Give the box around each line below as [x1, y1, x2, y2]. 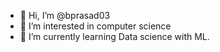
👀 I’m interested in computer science [19, 20, 172, 32]
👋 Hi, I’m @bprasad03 [19, 10, 111, 21]
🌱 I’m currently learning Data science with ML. [19, 31, 210, 42]
